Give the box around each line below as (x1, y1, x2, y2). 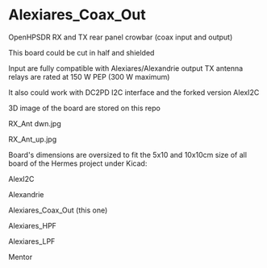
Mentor (8, 252, 33, 262)
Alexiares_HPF (8, 221, 56, 230)
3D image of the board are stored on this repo (8, 103, 161, 113)
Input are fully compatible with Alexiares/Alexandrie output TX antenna (8, 63, 244, 73)
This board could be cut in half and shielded (8, 47, 155, 57)
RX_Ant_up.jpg (8, 134, 57, 144)
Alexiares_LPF (8, 236, 56, 246)
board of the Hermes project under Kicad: (8, 159, 148, 168)
